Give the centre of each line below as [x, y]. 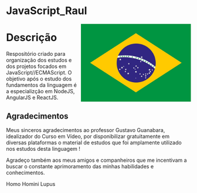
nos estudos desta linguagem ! [43, 148]
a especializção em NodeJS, [40, 92]
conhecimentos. [26, 172]
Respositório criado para [36, 54]
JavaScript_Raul [47, 11]
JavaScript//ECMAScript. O [39, 73]
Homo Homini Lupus [31, 184]
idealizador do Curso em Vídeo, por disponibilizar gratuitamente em [88, 136]
